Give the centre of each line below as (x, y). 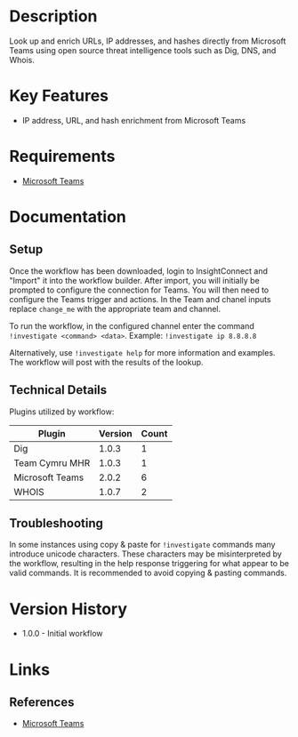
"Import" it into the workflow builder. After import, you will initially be (134, 280)
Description (53, 16)
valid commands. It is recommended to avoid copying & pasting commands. (148, 573)
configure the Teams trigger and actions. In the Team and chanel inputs (140, 299)
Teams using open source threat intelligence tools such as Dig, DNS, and (143, 50)
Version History (68, 609)
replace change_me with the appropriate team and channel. (115, 308)
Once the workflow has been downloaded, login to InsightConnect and (139, 271)
